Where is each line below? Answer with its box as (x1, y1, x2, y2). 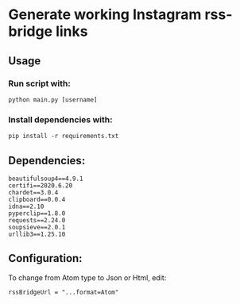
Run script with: (8, 78, 72, 89)
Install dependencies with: (8, 114, 113, 125)
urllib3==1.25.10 (8, 230, 66, 238)
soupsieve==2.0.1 (8, 223, 66, 231)
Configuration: (8, 252, 83, 265)
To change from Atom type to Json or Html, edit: (8, 272, 167, 283)
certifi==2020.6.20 (8, 181, 73, 190)
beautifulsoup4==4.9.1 (8, 175, 83, 183)
